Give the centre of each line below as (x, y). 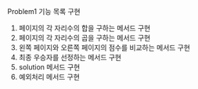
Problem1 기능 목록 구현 (44, 11)
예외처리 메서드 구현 (49, 77)
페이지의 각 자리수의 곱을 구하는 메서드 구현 (85, 38)
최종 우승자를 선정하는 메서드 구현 (70, 57)
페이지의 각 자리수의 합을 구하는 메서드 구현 (85, 28)
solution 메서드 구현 (49, 67)
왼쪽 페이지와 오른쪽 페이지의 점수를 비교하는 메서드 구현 (104, 48)
